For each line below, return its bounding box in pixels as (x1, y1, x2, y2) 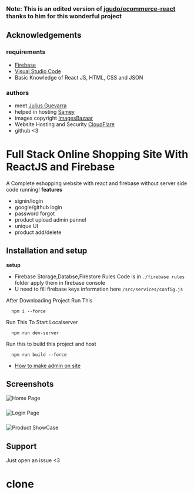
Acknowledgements (6, 30, 82, 40)
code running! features (6, 186, 63, 193)
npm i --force (11, 308, 46, 314)
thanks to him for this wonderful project (6, 12, 122, 20)
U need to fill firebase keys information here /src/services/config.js (14, 285, 183, 292)
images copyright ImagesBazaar (14, 114, 93, 121)
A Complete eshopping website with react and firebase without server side (6, 179, 188, 187)
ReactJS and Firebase (6, 160, 115, 174)
